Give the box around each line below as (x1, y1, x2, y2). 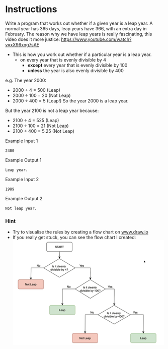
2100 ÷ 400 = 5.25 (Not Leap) (12, 128, 74, 134)
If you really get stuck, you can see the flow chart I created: (12, 235, 136, 241)
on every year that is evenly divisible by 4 (20, 56, 107, 63)
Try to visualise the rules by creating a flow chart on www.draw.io (12, 229, 148, 235)
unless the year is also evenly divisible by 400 (27, 67, 124, 74)
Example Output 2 (5, 195, 43, 201)
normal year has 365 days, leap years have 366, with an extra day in (5, 25, 147, 31)
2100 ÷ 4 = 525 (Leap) (12, 117, 59, 123)
